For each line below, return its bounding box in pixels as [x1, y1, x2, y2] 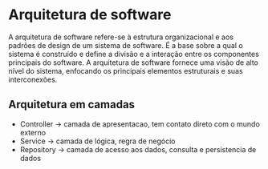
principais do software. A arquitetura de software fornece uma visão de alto [8, 58, 258, 67]
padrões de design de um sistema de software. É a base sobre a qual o [8, 40, 243, 50]
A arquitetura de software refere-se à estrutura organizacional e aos [8, 32, 234, 42]
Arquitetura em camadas [8, 98, 135, 111]
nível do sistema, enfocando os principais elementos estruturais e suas [8, 66, 243, 75]
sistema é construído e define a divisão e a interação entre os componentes [8, 49, 259, 58]
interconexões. [8, 74, 58, 84]
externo [19, 127, 47, 137]
